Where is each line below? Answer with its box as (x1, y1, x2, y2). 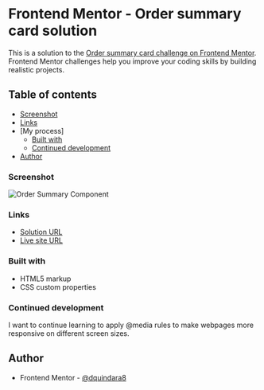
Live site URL (19, 236, 64, 245)
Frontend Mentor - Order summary (8, 5, 242, 23)
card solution (8, 21, 98, 40)
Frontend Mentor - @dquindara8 (19, 372, 127, 382)
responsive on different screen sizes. (8, 328, 130, 338)
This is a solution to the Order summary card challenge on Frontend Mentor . (8, 48, 257, 57)
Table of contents (8, 88, 97, 102)
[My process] (19, 126, 64, 135)
